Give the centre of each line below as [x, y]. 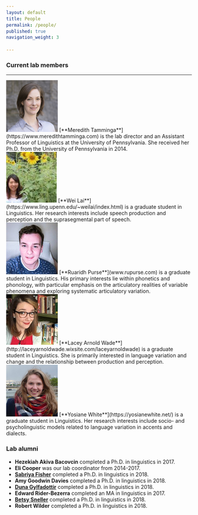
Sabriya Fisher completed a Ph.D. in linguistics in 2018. [82, 474]
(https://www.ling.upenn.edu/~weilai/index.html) [65, 207]
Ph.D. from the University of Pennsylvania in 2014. [67, 149]
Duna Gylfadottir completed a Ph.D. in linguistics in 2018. [84, 487]
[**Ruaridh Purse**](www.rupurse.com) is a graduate [125, 273]
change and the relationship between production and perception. [85, 362]
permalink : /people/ [32, 25]
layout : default [26, 12]
